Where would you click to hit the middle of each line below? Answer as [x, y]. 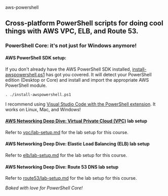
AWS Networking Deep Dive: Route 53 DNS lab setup [62, 167]
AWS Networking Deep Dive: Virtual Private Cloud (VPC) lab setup [76, 121]
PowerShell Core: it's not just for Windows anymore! [71, 46]
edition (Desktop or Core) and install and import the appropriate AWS [77, 80]
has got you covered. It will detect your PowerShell [99, 74]
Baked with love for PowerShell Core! [44, 188]
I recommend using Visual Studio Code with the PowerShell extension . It [80, 104]
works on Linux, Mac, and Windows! [43, 109]
